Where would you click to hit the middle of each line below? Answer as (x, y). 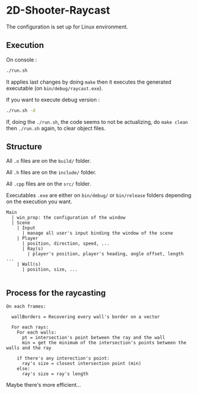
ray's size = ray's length (55, 374)
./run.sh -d (21, 110)
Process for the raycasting (56, 293)
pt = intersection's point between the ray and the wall (93, 338)
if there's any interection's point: (63, 358)
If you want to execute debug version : (53, 100)
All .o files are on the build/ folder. (49, 161)
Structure (24, 147)
